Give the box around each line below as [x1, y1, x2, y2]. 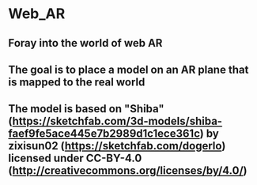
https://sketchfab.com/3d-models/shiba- [12, 115, 223, 128]
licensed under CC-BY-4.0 [8, 152, 142, 165]
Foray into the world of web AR [8, 36, 163, 50]
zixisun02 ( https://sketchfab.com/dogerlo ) [8, 139, 226, 153]
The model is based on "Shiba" [8, 102, 164, 115]
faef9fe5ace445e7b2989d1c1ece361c [8, 127, 200, 141]
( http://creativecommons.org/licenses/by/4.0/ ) [8, 164, 248, 178]
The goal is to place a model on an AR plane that [8, 62, 249, 76]
